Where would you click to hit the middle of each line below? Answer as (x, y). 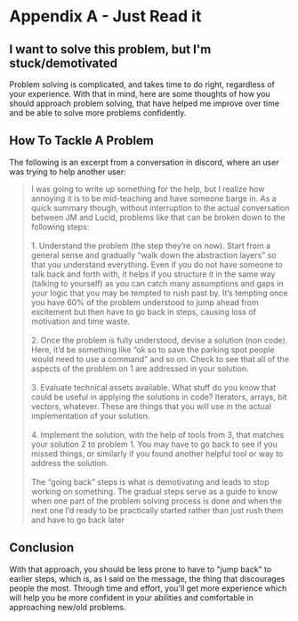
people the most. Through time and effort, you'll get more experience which (148, 588)
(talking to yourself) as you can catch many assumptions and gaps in (157, 283)
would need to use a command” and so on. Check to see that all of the (160, 359)
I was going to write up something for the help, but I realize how (148, 189)
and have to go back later (78, 520)
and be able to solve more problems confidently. (98, 113)
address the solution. (69, 463)
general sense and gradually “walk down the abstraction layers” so (153, 254)
